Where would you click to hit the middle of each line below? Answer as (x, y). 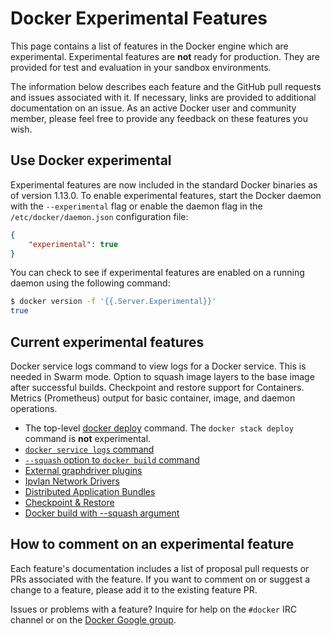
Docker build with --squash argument (102, 513)
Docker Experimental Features (139, 18)
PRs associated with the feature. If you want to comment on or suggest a (160, 579)
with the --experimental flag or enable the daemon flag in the (136, 206)
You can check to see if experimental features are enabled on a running (157, 273)
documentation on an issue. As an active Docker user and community (153, 108)
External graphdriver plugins (83, 470)
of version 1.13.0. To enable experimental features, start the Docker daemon (166, 195)
